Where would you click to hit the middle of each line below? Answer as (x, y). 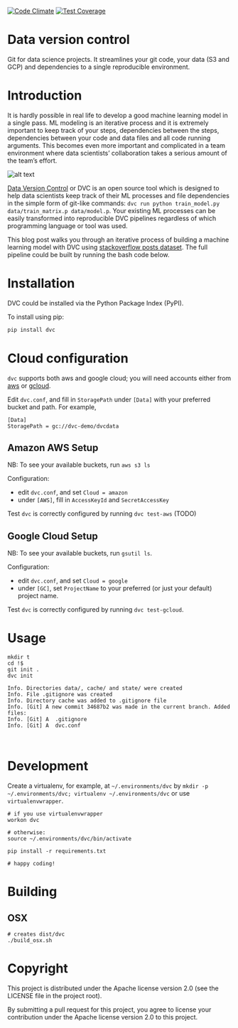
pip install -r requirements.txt (57, 851)
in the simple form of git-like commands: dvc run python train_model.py (114, 203)
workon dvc (23, 821)
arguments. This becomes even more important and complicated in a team (117, 145)
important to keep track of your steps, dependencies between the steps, (113, 130)
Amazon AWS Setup (53, 448)
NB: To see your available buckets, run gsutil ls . (80, 553)
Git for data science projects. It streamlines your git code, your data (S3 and (118, 59)
